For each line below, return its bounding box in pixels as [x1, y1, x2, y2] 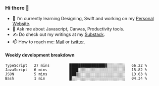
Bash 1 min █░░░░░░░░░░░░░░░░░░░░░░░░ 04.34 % [5, 76, 148, 81]
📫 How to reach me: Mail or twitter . [12, 39, 85, 45]
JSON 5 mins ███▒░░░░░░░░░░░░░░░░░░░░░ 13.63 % [5, 71, 148, 77]
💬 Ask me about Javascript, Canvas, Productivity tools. [12, 26, 125, 32]
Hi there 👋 [5, 4, 30, 11]
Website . [12, 21, 31, 27]
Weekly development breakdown [5, 52, 75, 58]
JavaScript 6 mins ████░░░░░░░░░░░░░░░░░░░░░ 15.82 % [5, 67, 148, 72]
